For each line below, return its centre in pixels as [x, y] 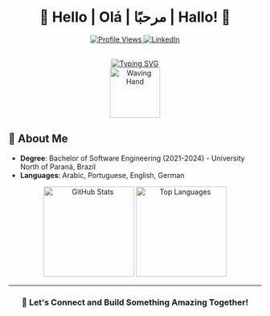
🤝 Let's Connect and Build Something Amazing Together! [135, 302]
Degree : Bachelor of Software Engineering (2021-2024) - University [132, 158]
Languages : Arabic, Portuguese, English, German [102, 175]
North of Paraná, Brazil [58, 166]
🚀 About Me [38, 139]
